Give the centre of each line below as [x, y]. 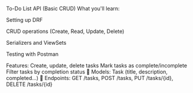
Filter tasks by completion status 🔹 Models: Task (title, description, [87, 72]
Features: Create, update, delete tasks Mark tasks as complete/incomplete [97, 65]
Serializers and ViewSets [36, 43]
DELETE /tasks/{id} [30, 84]
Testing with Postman [32, 54]
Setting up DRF [24, 20]
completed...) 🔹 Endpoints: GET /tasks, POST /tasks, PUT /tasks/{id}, [90, 78]
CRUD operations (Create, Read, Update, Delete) [65, 31]
